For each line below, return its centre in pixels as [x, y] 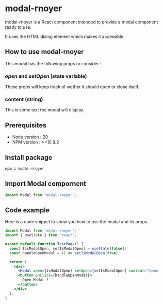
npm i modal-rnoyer [25, 168]
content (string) [24, 99]
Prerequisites [26, 125]
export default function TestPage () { [44, 244]
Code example [27, 210]
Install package [29, 157]
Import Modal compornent [46, 184]
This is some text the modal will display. [45, 110]
